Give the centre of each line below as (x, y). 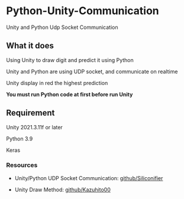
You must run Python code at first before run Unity (70, 94)
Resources (22, 165)
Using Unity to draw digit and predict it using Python (70, 60)
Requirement (30, 113)
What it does (30, 46)
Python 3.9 (20, 138)
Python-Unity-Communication (83, 11)
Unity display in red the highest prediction (57, 83)
